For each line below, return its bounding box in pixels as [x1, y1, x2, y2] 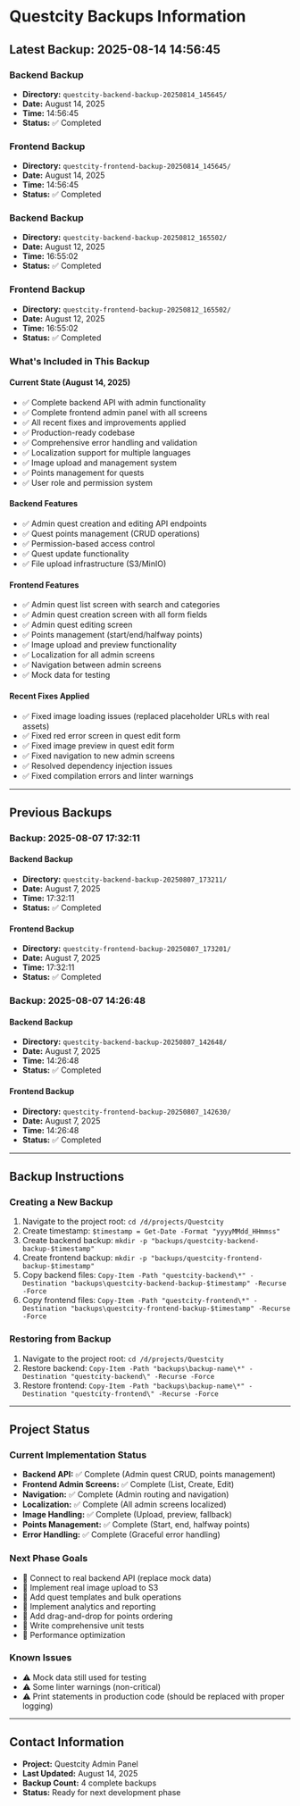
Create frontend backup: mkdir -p [21, 1252, 147, 1263]
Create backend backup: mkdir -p [21, 1235, 147, 1246]
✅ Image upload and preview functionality [21, 640, 177, 650]
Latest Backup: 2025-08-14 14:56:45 [9, 42, 221, 57]
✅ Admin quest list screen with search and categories [21, 599, 221, 610]
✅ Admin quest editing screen [21, 619, 133, 631]
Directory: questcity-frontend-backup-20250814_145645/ [21, 161, 231, 171]
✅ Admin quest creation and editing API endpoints [21, 518, 207, 529]
